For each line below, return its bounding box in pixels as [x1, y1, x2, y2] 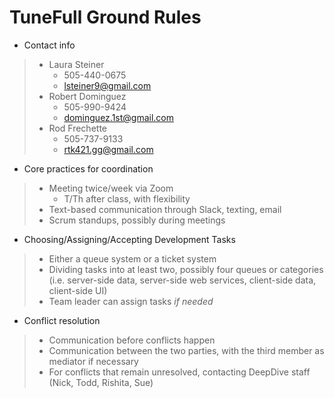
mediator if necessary [48, 355, 139, 367]
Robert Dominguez [48, 90, 127, 102]
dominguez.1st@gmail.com [63, 111, 175, 123]
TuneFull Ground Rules [9, 6, 202, 29]
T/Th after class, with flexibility [63, 192, 191, 205]
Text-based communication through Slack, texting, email [48, 203, 282, 215]
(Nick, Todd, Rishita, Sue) [48, 376, 154, 388]
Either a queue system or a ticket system [48, 252, 217, 265]
